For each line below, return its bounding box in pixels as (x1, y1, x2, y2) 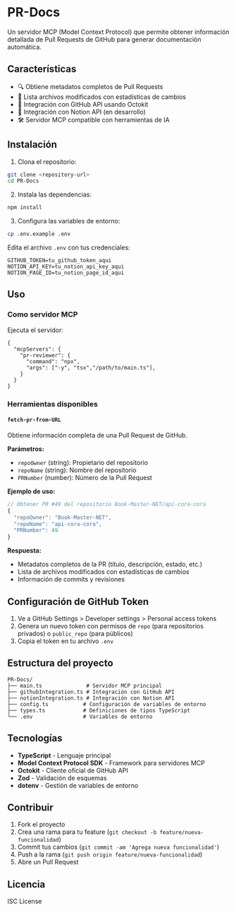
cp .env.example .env (7, 230, 71, 237)
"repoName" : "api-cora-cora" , (13, 520, 102, 527)
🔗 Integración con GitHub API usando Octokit (17, 100, 149, 108)
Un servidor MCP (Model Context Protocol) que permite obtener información (7, 28, 230, 36)
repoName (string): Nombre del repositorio (17, 466, 137, 474)
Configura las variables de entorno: (17, 217, 120, 225)
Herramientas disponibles (7, 399, 99, 409)
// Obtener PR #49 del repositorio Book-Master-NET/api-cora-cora (7, 500, 206, 507)
